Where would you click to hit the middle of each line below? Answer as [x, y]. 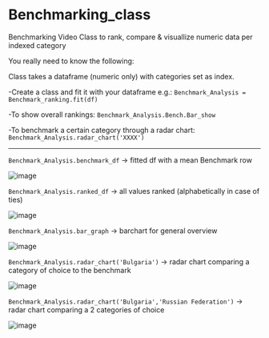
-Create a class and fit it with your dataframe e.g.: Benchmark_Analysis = [127, 92]
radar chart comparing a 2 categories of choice [86, 309]
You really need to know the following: [71, 61]
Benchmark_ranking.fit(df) [53, 99]
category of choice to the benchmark [70, 270]
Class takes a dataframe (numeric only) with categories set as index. [121, 76]
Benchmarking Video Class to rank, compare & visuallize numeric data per [130, 37]
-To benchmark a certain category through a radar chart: [102, 130]
